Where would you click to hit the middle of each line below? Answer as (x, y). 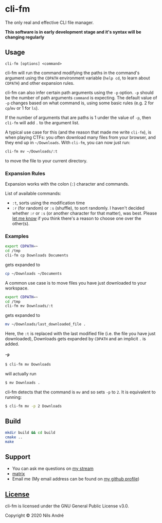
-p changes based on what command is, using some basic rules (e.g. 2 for (80, 103)
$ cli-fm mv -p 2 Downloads (34, 406)
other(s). (21, 223)
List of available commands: (33, 193)
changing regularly (25, 37)
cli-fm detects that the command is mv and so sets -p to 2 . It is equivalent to (80, 392)
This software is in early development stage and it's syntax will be (73, 32)
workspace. (17, 288)
